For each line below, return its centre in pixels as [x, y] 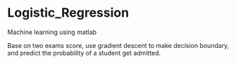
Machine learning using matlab [52, 32]
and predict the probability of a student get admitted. [84, 53]
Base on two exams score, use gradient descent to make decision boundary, [118, 45]
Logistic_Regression [68, 13]
